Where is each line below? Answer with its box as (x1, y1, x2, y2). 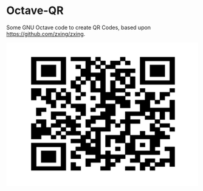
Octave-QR (6, 4, 64, 18)
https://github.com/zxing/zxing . (6, 30, 86, 37)
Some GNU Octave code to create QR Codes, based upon (6, 24, 151, 31)
